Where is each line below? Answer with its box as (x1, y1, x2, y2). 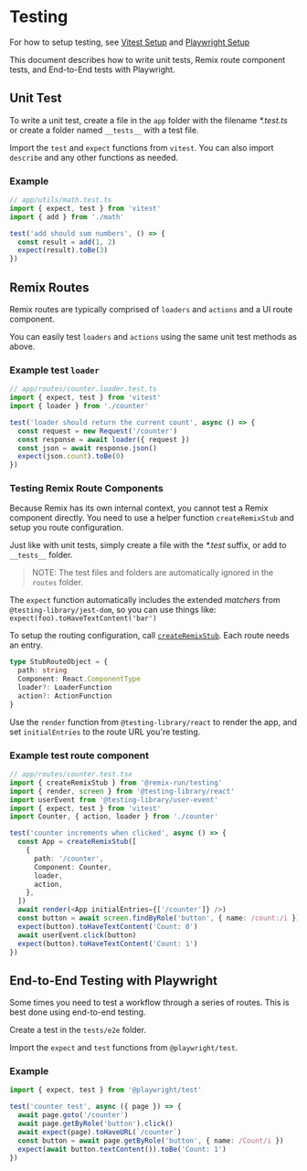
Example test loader (9, 364, 101, 376)
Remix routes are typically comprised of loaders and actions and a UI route (9, 303, 293, 314)
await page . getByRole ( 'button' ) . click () (17, 1119, 174, 1129)
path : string (17, 666, 68, 675)
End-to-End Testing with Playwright (9, 973, 217, 988)
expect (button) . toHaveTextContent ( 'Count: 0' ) (17, 922, 198, 931)
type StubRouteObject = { (9, 658, 108, 667)
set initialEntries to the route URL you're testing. (9, 726, 201, 737)
